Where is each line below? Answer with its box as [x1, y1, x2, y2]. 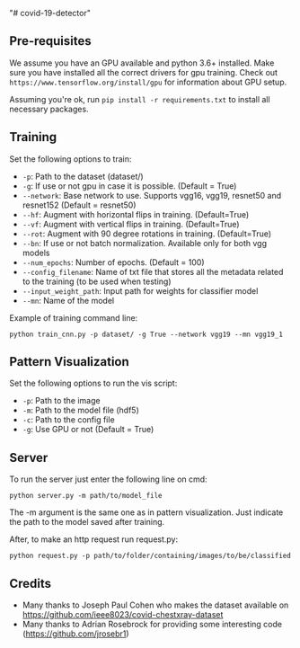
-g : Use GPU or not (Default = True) [22, 424, 154, 435]
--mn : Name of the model [22, 295, 115, 306]
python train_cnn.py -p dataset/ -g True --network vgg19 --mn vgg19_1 [9, 330, 283, 339]
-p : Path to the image [22, 395, 101, 406]
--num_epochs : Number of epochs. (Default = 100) [22, 256, 205, 268]
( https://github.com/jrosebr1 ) [22, 628, 129, 639]
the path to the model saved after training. [9, 517, 165, 528]
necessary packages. [9, 103, 89, 114]
